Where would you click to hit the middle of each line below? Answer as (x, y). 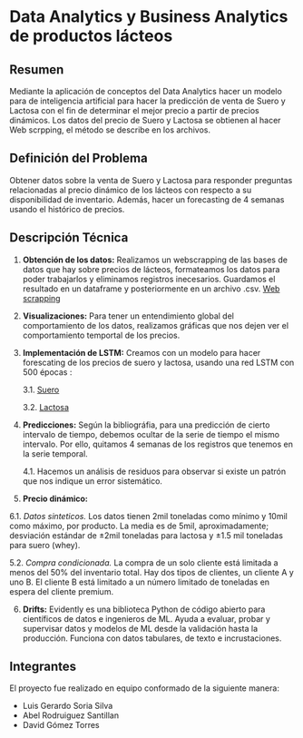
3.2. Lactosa (46, 407)
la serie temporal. (55, 453)
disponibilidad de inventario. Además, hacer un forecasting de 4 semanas (147, 199)
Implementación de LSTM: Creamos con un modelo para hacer (142, 352)
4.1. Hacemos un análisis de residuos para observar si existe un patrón (154, 471)
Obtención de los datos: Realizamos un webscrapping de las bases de (155, 260)
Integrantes (43, 667)
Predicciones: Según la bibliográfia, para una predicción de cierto (146, 425)
